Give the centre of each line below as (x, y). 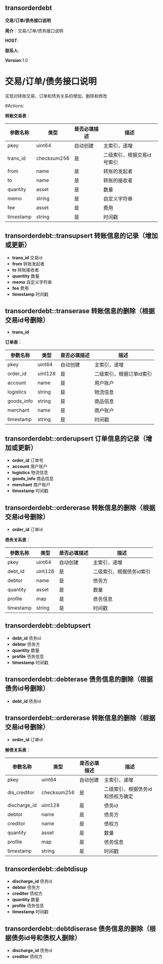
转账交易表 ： (18, 116)
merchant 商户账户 (31, 485)
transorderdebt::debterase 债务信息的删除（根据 (79, 679)
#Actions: (15, 106)
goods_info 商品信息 (33, 479)
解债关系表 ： (18, 750)
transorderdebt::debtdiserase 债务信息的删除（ (77, 929)
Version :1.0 (16, 60)
